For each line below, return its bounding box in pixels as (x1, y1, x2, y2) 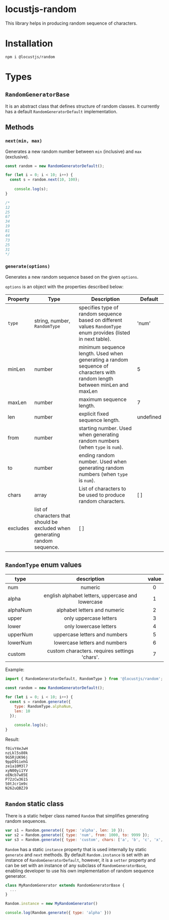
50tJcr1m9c (5, 781, 28, 787)
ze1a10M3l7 (5, 764, 28, 769)
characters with (78, 369, 116, 376)
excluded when (34, 525, 70, 532)
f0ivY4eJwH (5, 746, 28, 751)
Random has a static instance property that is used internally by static (5, 846, 147, 852)
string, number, (34, 317, 70, 324)
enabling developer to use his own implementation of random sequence (5, 868, 154, 874)
